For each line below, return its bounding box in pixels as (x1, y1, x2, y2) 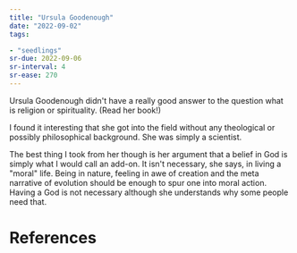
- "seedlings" (9, 46, 63, 55)
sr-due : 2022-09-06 (9, 55, 82, 63)
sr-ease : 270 (9, 71, 58, 80)
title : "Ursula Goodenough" (9, 13, 115, 22)
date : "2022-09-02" (9, 21, 82, 30)
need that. (9, 196, 47, 207)
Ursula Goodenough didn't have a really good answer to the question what (9, 95, 284, 105)
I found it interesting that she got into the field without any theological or (9, 122, 276, 132)
